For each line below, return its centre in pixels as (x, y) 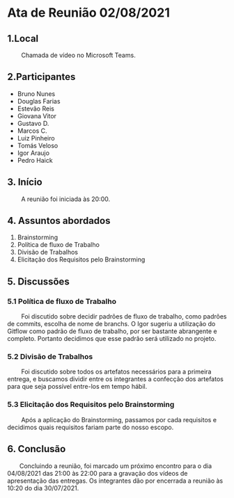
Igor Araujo (33, 153)
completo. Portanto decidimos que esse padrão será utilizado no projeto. (112, 339)
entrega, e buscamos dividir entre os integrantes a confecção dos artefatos (116, 379)
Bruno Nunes (36, 94)
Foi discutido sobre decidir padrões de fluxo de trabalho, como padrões (124, 316)
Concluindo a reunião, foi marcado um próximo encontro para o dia (116, 466)
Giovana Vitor (37, 115)
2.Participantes (41, 77)
